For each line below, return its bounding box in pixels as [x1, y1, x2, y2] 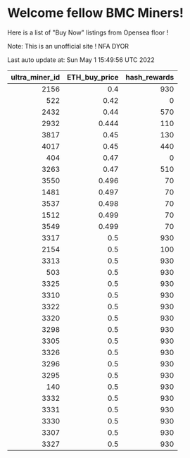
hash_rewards [125, 72, 175, 82]
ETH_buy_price [66, 72, 119, 82]
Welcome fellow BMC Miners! [7, 5, 184, 21]
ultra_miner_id [11, 72, 61, 82]
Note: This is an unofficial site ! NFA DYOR [7, 42, 129, 50]
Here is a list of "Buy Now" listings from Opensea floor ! [7, 28, 169, 37]
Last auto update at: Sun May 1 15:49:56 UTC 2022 [7, 55, 155, 64]
